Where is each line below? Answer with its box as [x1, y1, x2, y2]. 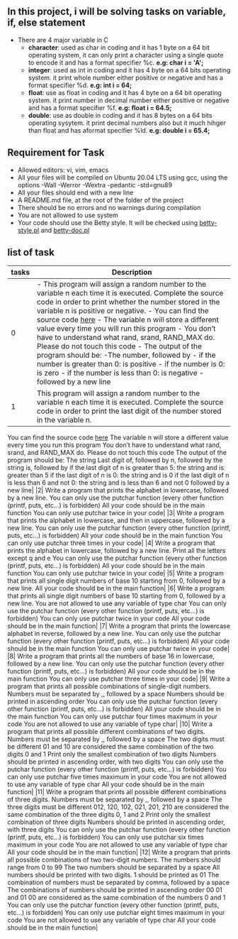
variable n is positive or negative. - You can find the [36, 306, 209, 316]
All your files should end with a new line [17, 188, 134, 197]
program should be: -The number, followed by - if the [36, 351, 216, 361]
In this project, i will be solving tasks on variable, [7, 6, 226, 18]
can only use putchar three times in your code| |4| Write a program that [7, 539, 216, 547]
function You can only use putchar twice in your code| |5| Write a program [7, 569, 225, 578]
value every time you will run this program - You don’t [36, 324, 216, 334]
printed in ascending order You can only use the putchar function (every [7, 697, 218, 705]
